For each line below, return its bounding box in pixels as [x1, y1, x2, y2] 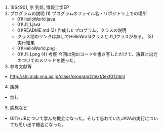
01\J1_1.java [17, 21, 41, 27]
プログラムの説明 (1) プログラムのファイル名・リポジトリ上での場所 [9, 10, 147, 16]
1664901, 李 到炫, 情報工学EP [9, 4, 69, 10]
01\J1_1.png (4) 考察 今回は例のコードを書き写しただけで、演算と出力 [17, 51, 158, 57]
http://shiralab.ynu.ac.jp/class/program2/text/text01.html [9, 73, 125, 79]
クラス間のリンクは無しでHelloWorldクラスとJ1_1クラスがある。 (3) [17, 34, 154, 39]
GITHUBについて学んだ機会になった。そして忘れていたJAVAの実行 [9, 116, 145, 121]
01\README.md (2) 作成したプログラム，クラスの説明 [17, 27, 127, 33]
